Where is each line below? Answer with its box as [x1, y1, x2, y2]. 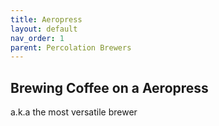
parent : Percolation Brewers [10, 42, 132, 53]
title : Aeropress [10, 14, 83, 25]
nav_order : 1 [10, 33, 65, 43]
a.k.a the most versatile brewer [10, 106, 138, 118]
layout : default [10, 24, 78, 34]
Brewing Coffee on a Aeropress [10, 79, 209, 96]
